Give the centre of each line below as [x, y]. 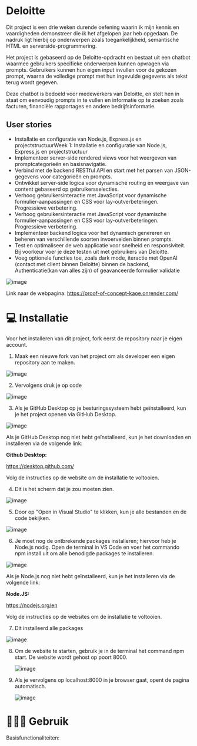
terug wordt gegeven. [32, 82]
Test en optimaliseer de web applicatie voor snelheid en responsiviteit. [100, 245]
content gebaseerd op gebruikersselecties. [67, 189]
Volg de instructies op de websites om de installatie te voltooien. [84, 616]
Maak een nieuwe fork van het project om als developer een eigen [95, 356]
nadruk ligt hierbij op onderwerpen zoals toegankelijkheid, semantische [93, 39]
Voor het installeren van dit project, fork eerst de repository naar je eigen [94, 338]
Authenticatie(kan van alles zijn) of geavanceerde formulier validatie [97, 270]
